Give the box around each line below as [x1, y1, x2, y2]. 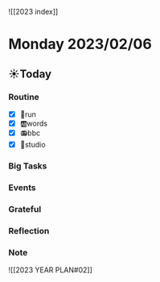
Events [8, 181, 36, 193]
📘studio [19, 140, 46, 149]
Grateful [8, 203, 42, 214]
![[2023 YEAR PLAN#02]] [8, 265, 92, 275]
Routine [8, 91, 40, 102]
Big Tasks [8, 160, 47, 172]
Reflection [8, 225, 50, 236]
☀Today [8, 67, 52, 81]
